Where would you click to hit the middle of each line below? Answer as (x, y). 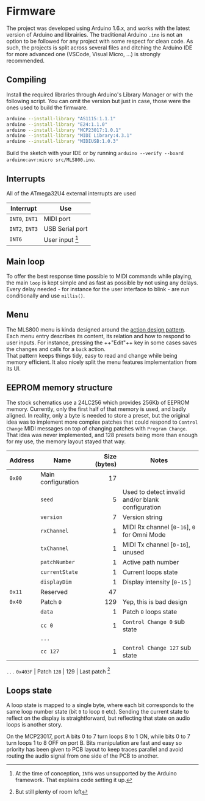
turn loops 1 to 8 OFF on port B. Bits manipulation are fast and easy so (94, 743)
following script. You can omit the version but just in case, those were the (99, 101)
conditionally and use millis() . (46, 296)
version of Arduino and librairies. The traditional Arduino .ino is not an (95, 34)
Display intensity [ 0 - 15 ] (157, 582)
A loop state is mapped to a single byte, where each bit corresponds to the (100, 705)
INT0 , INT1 (24, 219)
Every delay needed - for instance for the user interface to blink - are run (98, 289)
